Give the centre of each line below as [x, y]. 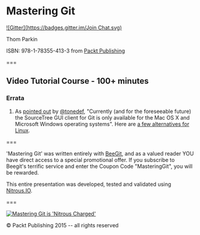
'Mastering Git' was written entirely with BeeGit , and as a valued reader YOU [100, 153]
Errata [16, 98]
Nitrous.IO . [19, 190]
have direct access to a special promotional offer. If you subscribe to [90, 160]
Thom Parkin [22, 39]
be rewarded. [23, 172]
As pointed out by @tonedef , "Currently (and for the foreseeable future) [103, 111]
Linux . [22, 130]
